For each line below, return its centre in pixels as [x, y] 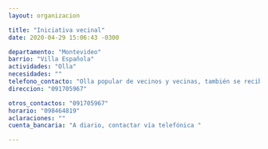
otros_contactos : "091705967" [59, 103]
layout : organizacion [44, 16]
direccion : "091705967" [48, 88]
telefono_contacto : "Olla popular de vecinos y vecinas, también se [124, 81]
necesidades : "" [35, 74]
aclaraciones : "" [37, 118]
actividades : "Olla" [43, 67]
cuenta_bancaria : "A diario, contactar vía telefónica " [105, 125]
